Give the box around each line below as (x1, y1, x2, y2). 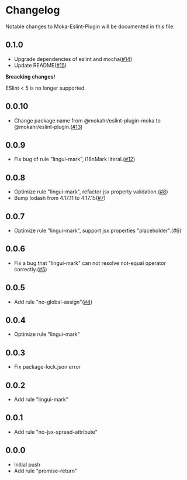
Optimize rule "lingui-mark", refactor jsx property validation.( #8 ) (13, 188, 168, 195)
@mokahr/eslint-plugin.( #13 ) (13, 123, 83, 130)
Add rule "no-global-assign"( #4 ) (13, 298, 93, 305)
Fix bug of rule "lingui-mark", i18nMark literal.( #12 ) (13, 156, 136, 163)
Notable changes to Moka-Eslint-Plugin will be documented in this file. (5, 23, 175, 30)
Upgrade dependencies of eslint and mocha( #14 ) (13, 55, 133, 62)
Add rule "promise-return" (13, 467, 78, 474)
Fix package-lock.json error (13, 363, 81, 370)
